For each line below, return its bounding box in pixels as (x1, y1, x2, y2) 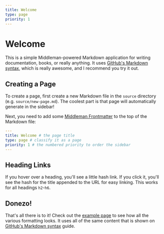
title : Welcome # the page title (5, 133, 75, 138)
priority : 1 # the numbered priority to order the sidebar (5, 142, 131, 147)
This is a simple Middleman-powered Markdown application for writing (5, 54, 151, 60)
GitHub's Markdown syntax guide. (5, 223, 75, 229)
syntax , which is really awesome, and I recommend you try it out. (5, 65, 139, 71)
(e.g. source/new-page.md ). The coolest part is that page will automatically (5, 98, 156, 104)
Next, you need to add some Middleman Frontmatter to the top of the (5, 113, 147, 119)
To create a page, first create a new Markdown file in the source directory (5, 93, 156, 99)
